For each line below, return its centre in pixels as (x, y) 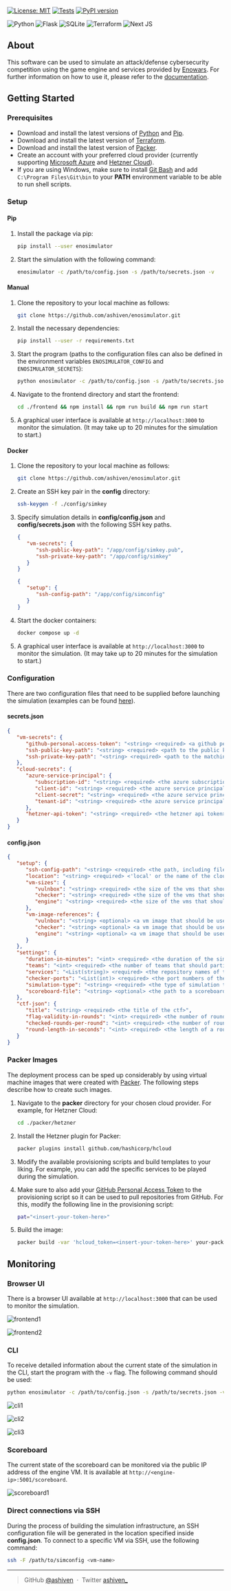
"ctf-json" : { (36, 1004)
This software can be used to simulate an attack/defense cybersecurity (108, 62)
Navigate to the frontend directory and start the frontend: (98, 395)
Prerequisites (30, 118)
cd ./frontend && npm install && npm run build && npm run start (112, 407)
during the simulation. (48, 1176)
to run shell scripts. (44, 184)
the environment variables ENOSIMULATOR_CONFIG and (90, 362)
